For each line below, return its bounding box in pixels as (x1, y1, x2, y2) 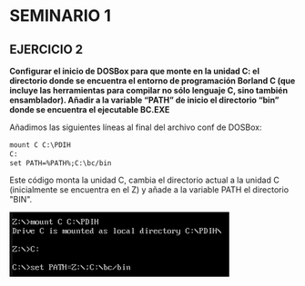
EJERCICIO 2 (9, 42, 84, 57)
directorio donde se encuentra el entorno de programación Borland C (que (9, 75, 296, 86)
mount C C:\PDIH (9, 141, 71, 150)
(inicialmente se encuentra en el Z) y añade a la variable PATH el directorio (9, 184, 290, 195)
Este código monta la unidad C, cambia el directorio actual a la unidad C (9, 174, 280, 185)
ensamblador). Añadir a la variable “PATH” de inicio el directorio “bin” (9, 94, 280, 105)
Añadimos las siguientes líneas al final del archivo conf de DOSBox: (9, 122, 262, 133)
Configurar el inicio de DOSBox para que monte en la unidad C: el (9, 65, 259, 76)
